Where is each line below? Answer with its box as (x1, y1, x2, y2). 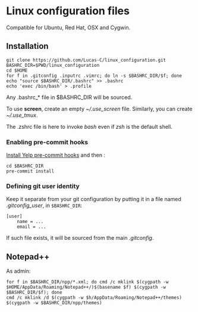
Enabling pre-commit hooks (6, 138, 88, 146)
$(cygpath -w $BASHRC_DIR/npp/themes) (6, 300, 102, 306)
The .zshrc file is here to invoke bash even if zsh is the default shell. (6, 123, 172, 130)
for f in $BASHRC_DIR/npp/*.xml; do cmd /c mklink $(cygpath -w (6, 279, 169, 285)
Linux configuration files (6, 4, 130, 18)
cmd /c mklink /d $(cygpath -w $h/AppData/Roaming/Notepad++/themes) (6, 295, 183, 301)
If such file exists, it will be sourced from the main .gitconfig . (6, 234, 154, 242)
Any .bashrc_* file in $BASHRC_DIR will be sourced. (6, 94, 133, 101)
